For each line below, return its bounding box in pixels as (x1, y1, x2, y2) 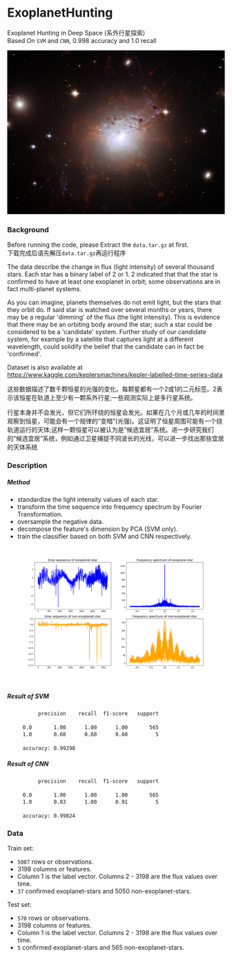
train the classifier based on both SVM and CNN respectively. (17, 532, 192, 541)
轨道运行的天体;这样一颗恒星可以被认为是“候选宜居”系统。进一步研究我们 (7, 426, 214, 434)
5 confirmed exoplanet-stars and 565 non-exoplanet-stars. (17, 943, 185, 952)
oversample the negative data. (17, 518, 104, 526)
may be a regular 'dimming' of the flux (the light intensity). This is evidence (7, 313, 220, 322)
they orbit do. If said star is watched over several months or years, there (7, 306, 213, 314)
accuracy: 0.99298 (22, 745, 76, 752)
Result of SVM (7, 692, 50, 700)
